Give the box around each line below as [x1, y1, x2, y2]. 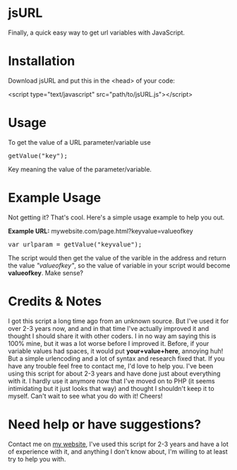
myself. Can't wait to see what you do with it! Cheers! [8, 392, 163, 400]
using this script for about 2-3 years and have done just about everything [8, 369, 221, 378]
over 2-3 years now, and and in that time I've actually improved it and [8, 324, 209, 332]
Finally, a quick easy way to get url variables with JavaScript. [8, 28, 186, 37]
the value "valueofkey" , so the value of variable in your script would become [8, 261, 231, 270]
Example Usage [8, 190, 102, 205]
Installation [8, 53, 75, 69]
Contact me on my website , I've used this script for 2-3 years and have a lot [8, 440, 229, 448]
